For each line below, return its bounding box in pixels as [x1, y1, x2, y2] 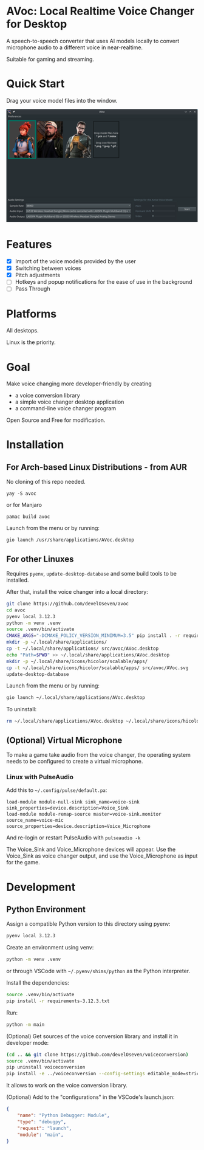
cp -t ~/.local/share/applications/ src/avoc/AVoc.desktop [6, 646, 159, 652]
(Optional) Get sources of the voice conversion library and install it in [6, 1032, 178, 1040]
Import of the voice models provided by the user [15, 258, 137, 265]
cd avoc [6, 607, 26, 613]
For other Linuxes [6, 554, 74, 564]
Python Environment [6, 904, 86, 914]
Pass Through [15, 285, 50, 292]
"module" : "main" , [17, 1132, 64, 1138]
